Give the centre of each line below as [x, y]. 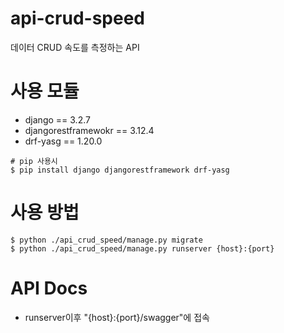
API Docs [49, 288]
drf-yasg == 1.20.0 [63, 141]
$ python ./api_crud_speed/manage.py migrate [106, 240]
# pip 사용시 [34, 161]
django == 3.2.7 [57, 119]
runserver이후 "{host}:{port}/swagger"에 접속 [117, 317]
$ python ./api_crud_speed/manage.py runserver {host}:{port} [142, 248]
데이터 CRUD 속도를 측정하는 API [75, 47]
